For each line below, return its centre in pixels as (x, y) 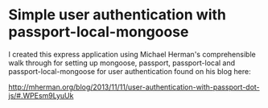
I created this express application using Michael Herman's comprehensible (132, 54)
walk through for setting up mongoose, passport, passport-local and (122, 63)
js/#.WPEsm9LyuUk (41, 95)
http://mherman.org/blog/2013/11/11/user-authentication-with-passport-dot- (134, 87)
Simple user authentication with (118, 15)
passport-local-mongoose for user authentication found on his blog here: (130, 71)
